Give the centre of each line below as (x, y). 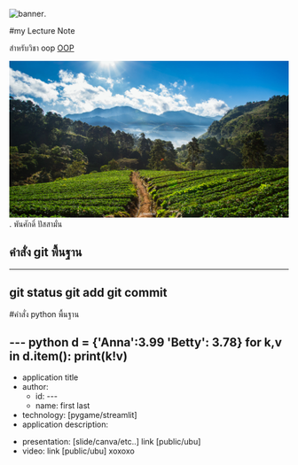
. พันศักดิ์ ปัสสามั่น (36, 224)
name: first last (63, 406)
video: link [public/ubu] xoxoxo (78, 451)
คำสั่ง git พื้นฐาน (46, 252)
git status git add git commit (88, 293)
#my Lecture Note (42, 31)
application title (50, 377)
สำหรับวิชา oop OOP (42, 48)
